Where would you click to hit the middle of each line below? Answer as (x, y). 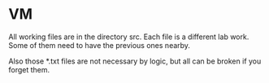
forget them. (29, 69)
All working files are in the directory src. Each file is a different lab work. (129, 37)
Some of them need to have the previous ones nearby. (100, 45)
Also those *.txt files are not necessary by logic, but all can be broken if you (135, 61)
